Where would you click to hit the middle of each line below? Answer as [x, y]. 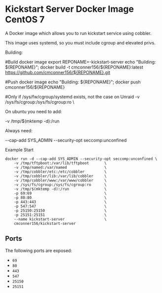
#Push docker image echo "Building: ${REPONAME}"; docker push [73, 82]
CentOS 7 [25, 19]
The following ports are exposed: [39, 251]
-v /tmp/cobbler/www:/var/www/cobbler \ [60, 180]
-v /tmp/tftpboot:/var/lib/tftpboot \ [60, 163]
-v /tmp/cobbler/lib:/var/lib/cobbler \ [60, 176]
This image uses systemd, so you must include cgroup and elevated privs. [81, 42]
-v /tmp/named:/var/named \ [60, 167]
